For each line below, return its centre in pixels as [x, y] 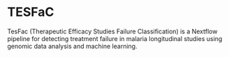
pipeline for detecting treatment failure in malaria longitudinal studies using [115, 38]
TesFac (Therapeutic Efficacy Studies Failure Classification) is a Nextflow [112, 31]
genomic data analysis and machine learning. [72, 46]
